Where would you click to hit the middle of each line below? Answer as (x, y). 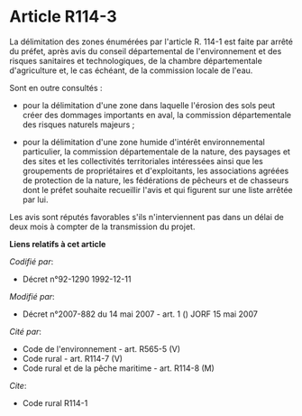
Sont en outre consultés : (56, 88)
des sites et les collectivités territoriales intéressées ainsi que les (142, 161)
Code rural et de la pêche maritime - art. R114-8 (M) (118, 368)
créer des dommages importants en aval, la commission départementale (157, 115)
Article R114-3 (63, 17)
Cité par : (26, 331)
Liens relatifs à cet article (58, 244)
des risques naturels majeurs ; (78, 125)
